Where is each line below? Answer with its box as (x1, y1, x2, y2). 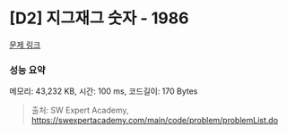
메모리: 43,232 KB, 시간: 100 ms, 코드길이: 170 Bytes (9, 86, 198, 96)
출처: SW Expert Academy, (30, 105, 129, 116)
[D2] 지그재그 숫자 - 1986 (9, 8, 189, 29)
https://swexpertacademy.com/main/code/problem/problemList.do (30, 115, 279, 126)
